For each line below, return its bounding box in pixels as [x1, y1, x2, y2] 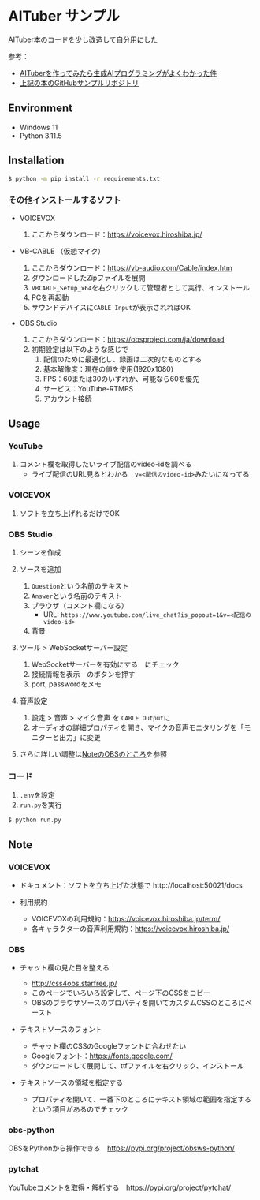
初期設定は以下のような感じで [31, 344, 128, 353]
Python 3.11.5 [19, 131, 62, 140]
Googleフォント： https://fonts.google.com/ [31, 1051, 173, 1061]
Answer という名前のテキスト [31, 591, 122, 600]
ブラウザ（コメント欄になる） [31, 601, 128, 611]
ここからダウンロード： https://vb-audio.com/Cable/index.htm [31, 263, 232, 272]
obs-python [8, 1125, 55, 1136]
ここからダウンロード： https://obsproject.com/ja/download [31, 335, 225, 344]
